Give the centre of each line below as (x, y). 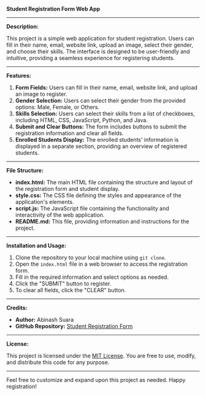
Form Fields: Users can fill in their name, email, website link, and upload (106, 87)
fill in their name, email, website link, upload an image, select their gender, (100, 45)
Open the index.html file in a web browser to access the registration (101, 264)
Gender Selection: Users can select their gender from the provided (100, 100)
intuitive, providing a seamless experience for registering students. (91, 58)
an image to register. (41, 94)
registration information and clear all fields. (69, 133)
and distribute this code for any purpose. (58, 362)
